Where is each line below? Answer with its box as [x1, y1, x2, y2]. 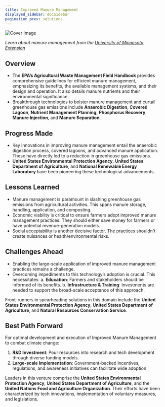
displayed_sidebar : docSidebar [5, 12, 70, 17]
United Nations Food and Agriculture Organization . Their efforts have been [5, 386, 160, 392]
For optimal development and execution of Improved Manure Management [5, 335, 157, 340]
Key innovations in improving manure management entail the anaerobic [12, 142, 157, 148]
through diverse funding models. [12, 355, 79, 361]
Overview [5, 59, 36, 68]
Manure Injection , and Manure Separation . [12, 115, 101, 121]
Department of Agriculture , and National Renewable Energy [12, 163, 137, 169]
